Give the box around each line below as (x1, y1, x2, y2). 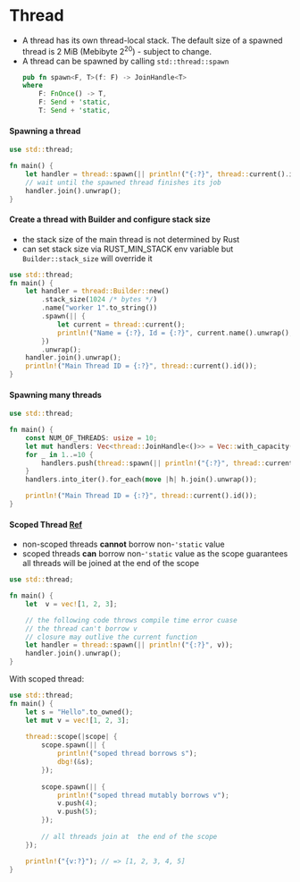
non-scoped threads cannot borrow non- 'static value (21, 539, 225, 550)
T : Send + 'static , (38, 106, 112, 115)
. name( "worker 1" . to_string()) (41, 303, 158, 313)
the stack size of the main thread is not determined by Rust (21, 233, 240, 244)
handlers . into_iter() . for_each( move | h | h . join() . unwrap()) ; (25, 475, 257, 484)
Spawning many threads (9, 389, 103, 400)
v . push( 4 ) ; (56, 799, 98, 808)
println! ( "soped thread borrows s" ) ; (56, 749, 198, 759)
